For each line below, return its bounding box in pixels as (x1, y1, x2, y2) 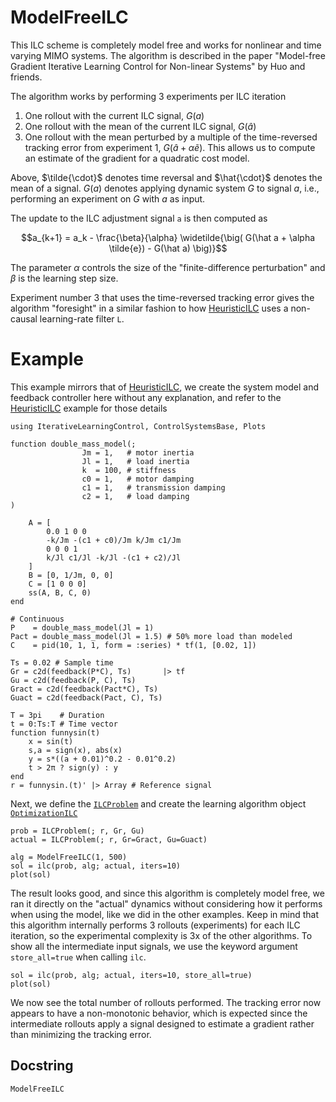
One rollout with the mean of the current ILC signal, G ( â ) (24, 120, 257, 132)
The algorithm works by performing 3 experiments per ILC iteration (10, 90, 287, 102)
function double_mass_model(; (10, 439, 137, 449)
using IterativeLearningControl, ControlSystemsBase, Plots (10, 421, 267, 431)
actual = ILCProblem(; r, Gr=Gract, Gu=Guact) (10, 834, 208, 845)
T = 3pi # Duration (10, 710, 105, 720)
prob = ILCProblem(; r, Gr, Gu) (10, 826, 145, 836)
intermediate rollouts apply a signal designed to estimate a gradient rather (10, 1017, 315, 1030)
